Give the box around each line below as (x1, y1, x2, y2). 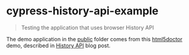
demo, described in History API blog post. (6, 42, 111, 49)
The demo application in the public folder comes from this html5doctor (6, 35, 183, 42)
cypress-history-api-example (6, 4, 159, 18)
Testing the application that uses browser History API (21, 24, 154, 31)
